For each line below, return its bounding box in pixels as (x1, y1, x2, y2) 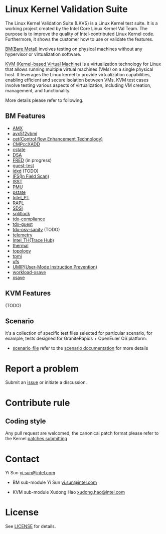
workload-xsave (12, 269, 46, 275)
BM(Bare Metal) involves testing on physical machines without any (5, 46, 143, 52)
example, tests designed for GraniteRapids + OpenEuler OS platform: (5, 335, 147, 342)
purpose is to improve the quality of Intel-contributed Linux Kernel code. (5, 31, 154, 37)
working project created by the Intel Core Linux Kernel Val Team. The (5, 25, 148, 31)
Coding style (5, 417, 46, 425)
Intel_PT (12, 194, 30, 200)
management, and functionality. (5, 87, 71, 93)
